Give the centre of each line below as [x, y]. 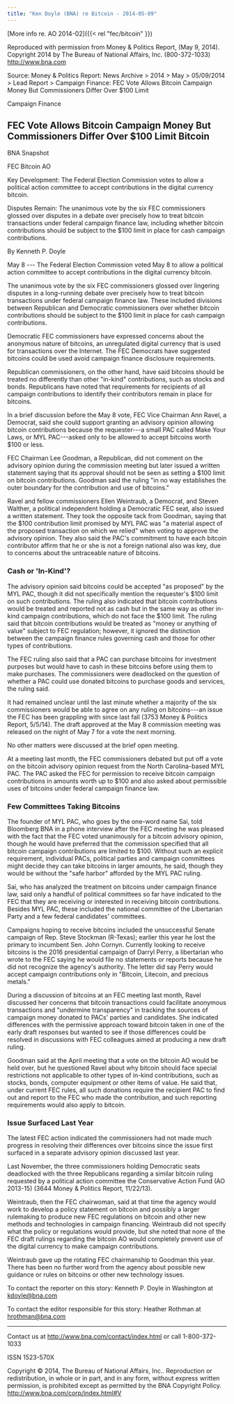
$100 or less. [26, 445]
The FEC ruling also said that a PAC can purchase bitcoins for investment [112, 659]
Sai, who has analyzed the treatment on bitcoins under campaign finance [112, 887]
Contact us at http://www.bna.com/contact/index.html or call [94, 1336]
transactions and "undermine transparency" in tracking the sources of [108, 1010]
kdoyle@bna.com [32, 1295]
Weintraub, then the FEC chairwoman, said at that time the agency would [112, 1202]
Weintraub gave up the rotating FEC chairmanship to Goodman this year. [111, 1260]
